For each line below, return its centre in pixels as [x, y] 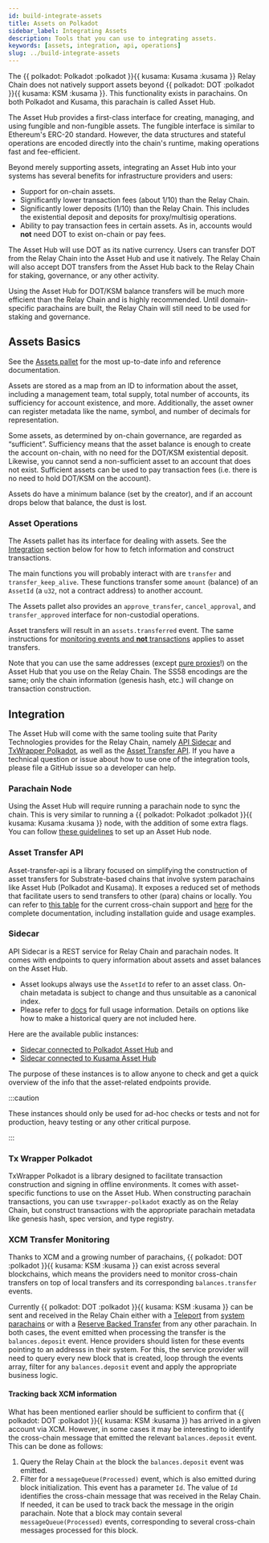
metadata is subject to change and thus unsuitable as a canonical [148, 992]
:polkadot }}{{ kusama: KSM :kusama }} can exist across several [114, 1266]
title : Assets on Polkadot [53, 23]
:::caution [24, 1098]
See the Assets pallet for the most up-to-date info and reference [115, 361]
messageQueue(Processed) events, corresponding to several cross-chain [137, 1521]
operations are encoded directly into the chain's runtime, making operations [134, 143]
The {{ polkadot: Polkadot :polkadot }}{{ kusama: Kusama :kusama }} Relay [132, 76]
